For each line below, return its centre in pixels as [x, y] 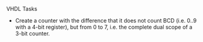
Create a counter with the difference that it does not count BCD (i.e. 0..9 [106, 20]
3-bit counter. [32, 33]
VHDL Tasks [22, 9]
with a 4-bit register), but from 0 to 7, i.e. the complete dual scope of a [104, 27]
